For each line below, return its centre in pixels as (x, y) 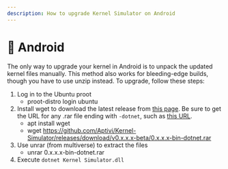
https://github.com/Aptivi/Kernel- (90, 130)
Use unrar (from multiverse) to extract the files (82, 145)
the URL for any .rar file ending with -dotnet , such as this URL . (104, 116)
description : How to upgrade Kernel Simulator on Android (91, 13)
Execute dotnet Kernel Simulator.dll (70, 159)
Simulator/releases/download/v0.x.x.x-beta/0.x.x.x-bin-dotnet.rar (119, 138)
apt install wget (48, 123)
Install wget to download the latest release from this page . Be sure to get (119, 108)
